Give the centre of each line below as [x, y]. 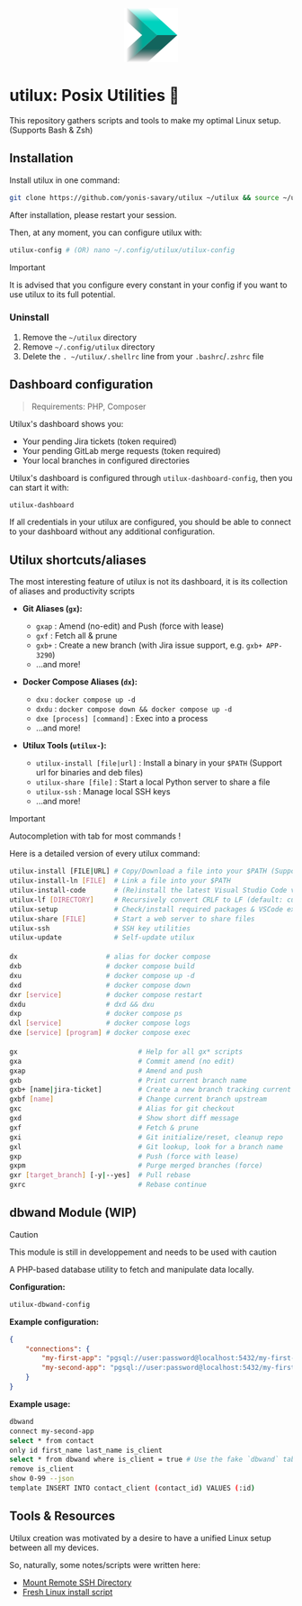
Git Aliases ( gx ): [52, 609]
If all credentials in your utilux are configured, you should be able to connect [151, 522]
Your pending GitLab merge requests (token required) [122, 450]
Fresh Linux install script [67, 1592]
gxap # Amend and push [106, 1071]
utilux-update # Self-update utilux [102, 938]
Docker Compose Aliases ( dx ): [80, 682]
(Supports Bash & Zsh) [51, 130]
